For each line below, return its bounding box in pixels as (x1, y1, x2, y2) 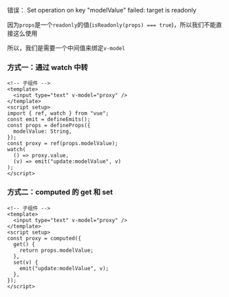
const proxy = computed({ (7, 234, 81, 242)
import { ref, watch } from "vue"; (7, 110, 109, 117)
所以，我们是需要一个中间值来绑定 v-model (7, 44, 126, 52)
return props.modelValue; (19, 247, 94, 254)
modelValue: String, (13, 128, 72, 135)
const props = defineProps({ (7, 122, 91, 129)
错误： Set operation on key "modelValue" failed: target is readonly (7, 6, 197, 14)
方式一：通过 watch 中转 (7, 63, 88, 72)
